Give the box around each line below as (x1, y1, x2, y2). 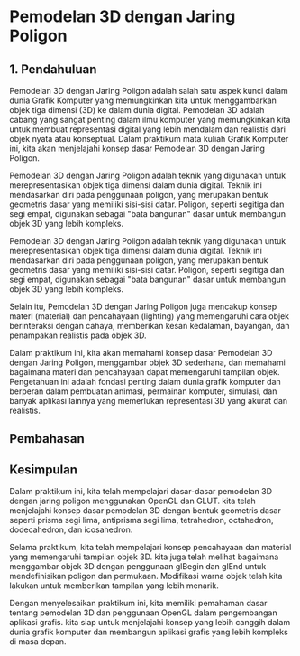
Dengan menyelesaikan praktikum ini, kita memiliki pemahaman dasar (9, 598, 268, 609)
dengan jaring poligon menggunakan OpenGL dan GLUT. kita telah (9, 495, 257, 507)
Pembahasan (9, 431, 86, 446)
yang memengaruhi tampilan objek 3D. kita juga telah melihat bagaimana (9, 551, 279, 562)
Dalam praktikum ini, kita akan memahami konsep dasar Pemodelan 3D (9, 348, 273, 358)
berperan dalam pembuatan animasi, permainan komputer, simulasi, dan (9, 386, 277, 397)
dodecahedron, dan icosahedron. (9, 524, 133, 535)
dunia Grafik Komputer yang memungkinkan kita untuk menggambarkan (9, 95, 277, 106)
